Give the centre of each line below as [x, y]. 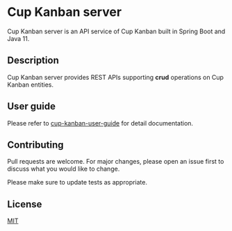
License [25, 204]
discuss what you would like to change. [64, 169]
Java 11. [18, 38]
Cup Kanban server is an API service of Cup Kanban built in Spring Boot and [116, 31]
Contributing [35, 145]
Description [33, 61]
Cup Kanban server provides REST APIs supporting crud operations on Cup [116, 77]
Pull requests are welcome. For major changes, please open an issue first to [116, 162]
